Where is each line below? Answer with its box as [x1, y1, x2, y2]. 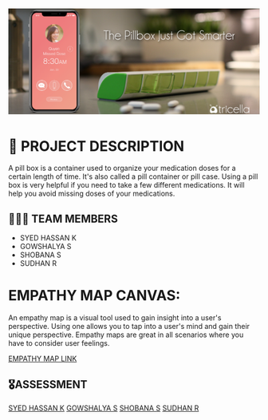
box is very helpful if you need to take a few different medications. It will [8, 180, 245, 190]
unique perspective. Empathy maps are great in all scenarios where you [8, 330, 244, 339]
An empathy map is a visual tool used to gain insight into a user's [8, 313, 222, 323]
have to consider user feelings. [8, 339, 110, 347]
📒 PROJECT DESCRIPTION [8, 137, 185, 155]
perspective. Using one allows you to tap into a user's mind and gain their [8, 322, 250, 331]
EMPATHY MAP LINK [8, 354, 77, 363]
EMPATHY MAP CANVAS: [8, 287, 181, 305]
